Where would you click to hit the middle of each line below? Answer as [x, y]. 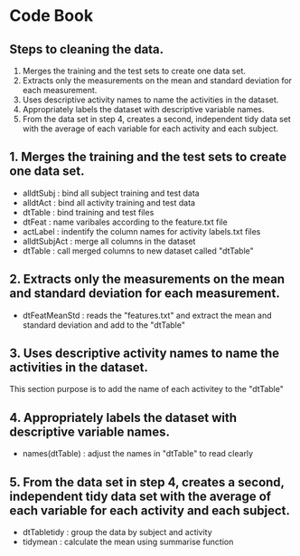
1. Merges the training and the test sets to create [148, 157]
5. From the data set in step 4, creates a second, [147, 482]
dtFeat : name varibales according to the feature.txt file [125, 222]
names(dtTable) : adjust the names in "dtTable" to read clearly [138, 454]
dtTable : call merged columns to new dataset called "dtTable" [138, 251]
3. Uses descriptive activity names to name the [145, 354]
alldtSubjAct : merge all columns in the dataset [109, 241]
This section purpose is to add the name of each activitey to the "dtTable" [147, 389]
